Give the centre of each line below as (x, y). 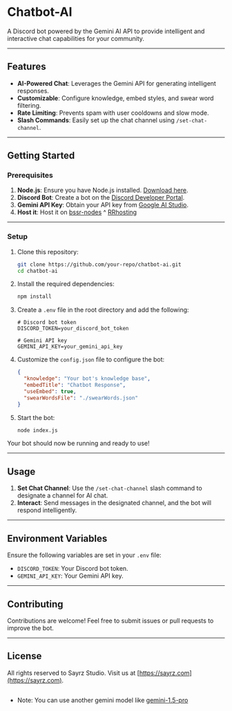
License (25, 656)
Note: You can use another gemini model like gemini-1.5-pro (103, 700)
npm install (34, 297)
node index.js (37, 430)
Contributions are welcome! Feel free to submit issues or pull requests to (110, 620)
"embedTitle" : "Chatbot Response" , (75, 385)
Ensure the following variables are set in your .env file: (84, 555)
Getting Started (41, 156)
